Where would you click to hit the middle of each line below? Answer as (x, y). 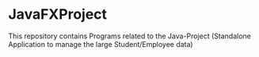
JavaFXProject (58, 14)
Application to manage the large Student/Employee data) (101, 44)
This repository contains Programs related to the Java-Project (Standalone (129, 36)
